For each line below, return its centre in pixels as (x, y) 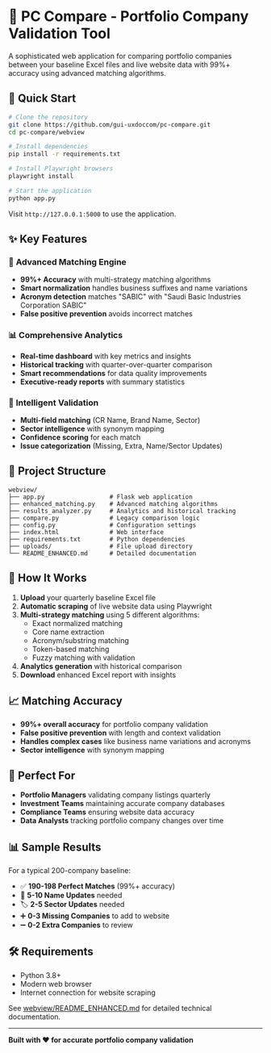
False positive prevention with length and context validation (120, 733)
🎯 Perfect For (42, 775)
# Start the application (50, 190)
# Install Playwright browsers (61, 169)
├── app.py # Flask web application (101, 497)
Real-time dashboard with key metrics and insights (106, 356)
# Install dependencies (48, 147)
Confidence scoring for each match (80, 437)
